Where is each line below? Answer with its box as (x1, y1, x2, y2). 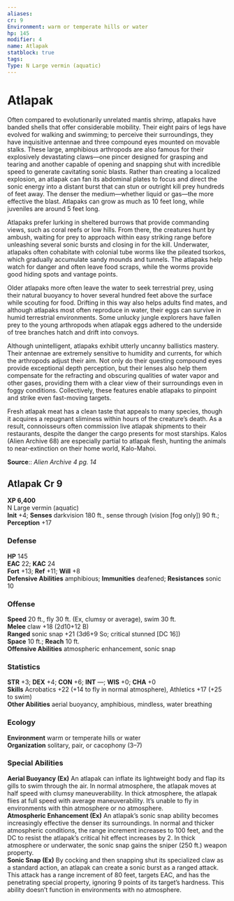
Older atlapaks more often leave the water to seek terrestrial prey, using (7, 284, 214, 292)
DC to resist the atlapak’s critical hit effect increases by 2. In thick (7, 833, 196, 842)
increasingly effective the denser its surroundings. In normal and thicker (7, 819, 214, 827)
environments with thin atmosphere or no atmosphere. (7, 804, 164, 812)
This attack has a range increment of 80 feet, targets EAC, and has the (7, 870, 210, 879)
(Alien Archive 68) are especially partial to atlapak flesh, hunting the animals (7, 437, 226, 445)
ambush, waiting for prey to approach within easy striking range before (7, 233, 212, 241)
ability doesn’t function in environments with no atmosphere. (7, 885, 182, 894)
